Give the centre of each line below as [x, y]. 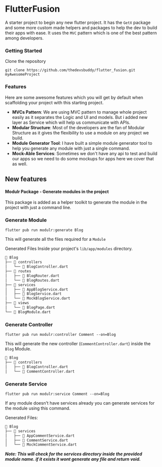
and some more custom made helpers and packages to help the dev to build [81, 27]
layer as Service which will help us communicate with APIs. [71, 122]
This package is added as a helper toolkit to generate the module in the [76, 202]
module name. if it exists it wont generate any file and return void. [73, 459]
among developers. [24, 38]
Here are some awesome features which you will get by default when [74, 97]
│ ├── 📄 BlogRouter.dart [32, 276]
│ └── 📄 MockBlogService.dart [38, 298]
